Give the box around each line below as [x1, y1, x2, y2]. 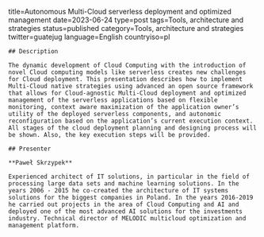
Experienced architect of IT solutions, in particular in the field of [8, 173, 250, 181]
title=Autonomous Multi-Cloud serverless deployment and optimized [8, 7, 232, 16]
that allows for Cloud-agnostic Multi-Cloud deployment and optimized [8, 89, 247, 97]
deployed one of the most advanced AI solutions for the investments [8, 208, 243, 216]
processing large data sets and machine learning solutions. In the [8, 180, 239, 188]
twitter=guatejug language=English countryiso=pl [8, 32, 170, 41]
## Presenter [8, 145, 52, 153]
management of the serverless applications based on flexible [8, 96, 218, 104]
